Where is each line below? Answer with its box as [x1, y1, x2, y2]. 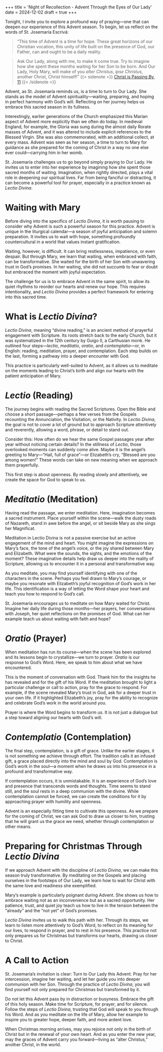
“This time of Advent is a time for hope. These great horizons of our [17, 38, 153, 44]
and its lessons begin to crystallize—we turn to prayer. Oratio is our [5, 654, 140, 660]
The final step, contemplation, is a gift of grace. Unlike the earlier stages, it [5, 747, 155, 753]
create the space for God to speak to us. [5, 477, 86, 482]
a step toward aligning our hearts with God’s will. [5, 714, 103, 720]
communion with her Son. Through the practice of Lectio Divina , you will [5, 981, 150, 987]
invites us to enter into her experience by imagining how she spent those [5, 164, 151, 170]
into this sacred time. [5, 294, 47, 300]
